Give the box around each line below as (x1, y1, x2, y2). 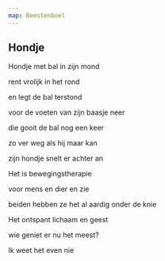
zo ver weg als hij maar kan (8, 138, 98, 148)
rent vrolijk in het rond (8, 77, 80, 87)
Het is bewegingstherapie (8, 169, 93, 179)
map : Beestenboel (8, 11, 66, 20)
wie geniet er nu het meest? (8, 230, 99, 240)
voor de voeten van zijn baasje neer (8, 108, 125, 117)
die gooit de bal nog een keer (8, 123, 105, 133)
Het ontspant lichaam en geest (8, 215, 109, 225)
